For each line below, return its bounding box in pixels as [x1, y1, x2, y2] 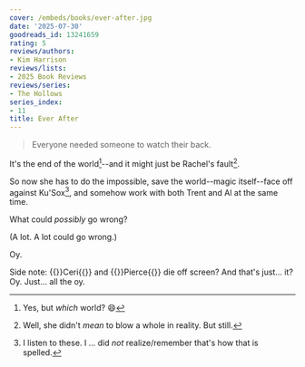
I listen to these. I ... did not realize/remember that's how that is [22, 337, 259, 349]
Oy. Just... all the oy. [9, 276, 86, 287]
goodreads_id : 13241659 [9, 30, 100, 39]
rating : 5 [9, 38, 47, 48]
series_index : [9, 97, 64, 107]
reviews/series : [9, 81, 71, 90]
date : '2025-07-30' [9, 22, 84, 31]
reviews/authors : [9, 47, 75, 56]
